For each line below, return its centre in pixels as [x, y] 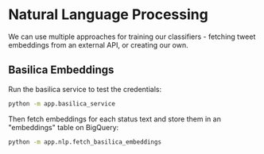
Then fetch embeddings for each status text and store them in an [115, 119]
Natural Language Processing [108, 15]
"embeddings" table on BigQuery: [64, 127]
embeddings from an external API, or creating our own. [98, 44]
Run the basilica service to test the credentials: [85, 89]
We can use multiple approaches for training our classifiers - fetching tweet [132, 37]
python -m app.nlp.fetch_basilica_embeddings [85, 142]
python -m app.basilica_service [62, 104]
